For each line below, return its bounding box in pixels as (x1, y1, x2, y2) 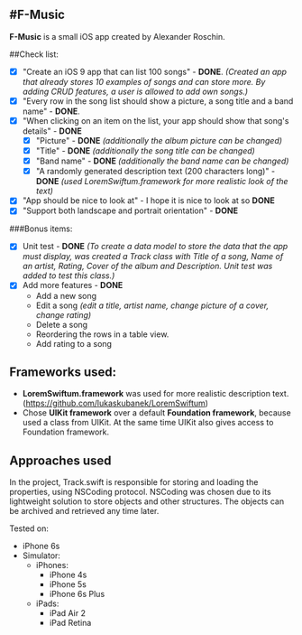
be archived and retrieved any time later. (9, 506, 160, 517)
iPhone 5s (49, 579, 87, 590)
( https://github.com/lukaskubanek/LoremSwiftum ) (22, 397, 209, 409)
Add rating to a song (35, 338, 113, 349)
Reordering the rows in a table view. (35, 329, 169, 340)
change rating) (35, 309, 92, 320)
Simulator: (22, 550, 61, 561)
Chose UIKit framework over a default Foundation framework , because (22, 407, 291, 418)
